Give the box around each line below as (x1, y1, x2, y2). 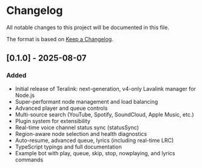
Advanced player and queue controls (15, 104, 108, 112)
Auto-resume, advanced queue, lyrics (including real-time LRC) (15, 136, 174, 144)
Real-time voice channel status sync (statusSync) (15, 124, 140, 131)
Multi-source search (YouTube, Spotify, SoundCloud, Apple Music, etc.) (15, 110, 194, 118)
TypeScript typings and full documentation (15, 143, 123, 150)
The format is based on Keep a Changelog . (6, 35, 113, 42)
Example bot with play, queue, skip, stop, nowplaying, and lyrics (15, 149, 175, 156)
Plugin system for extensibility (15, 117, 91, 124)
